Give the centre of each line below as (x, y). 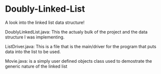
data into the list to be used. (33, 52)
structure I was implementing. (35, 37)
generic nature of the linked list (36, 66)
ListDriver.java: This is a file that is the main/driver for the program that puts (81, 46)
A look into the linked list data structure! (45, 22)
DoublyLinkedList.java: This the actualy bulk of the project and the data (76, 32)
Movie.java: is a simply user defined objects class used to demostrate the (79, 61)
